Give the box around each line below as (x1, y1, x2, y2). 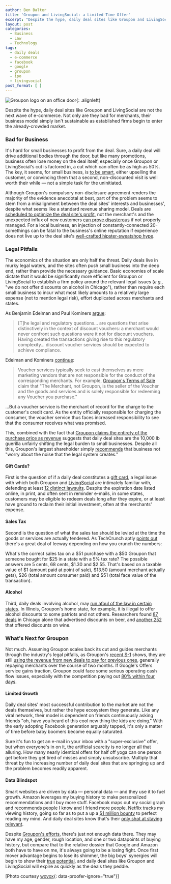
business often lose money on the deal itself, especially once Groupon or (5, 158, 158, 164)
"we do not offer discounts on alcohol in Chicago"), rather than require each (5, 284, 165, 290)
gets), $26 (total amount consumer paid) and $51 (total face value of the (5, 572, 157, 578)
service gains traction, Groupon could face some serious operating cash (5, 668, 157, 674)
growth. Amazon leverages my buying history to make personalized (5, 794, 147, 800)
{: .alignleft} (76, 97, 101, 103)
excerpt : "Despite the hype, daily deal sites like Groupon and (5, 17, 145, 22)
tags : (5, 45, 17, 50)
